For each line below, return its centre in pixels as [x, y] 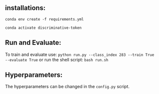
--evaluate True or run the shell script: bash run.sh [57, 59]
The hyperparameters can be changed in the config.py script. [67, 87]
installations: [25, 8]
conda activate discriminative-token [43, 28]
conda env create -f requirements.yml [44, 19]
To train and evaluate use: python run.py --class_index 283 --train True [80, 54]
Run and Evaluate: [33, 43]
